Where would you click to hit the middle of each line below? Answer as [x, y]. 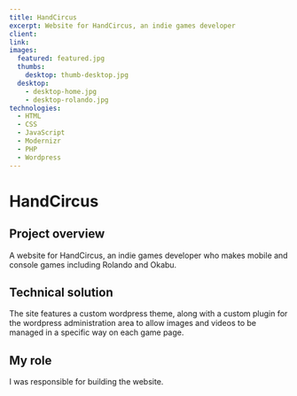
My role [31, 360]
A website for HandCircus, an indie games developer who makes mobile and [148, 255]
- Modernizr [39, 141]
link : [19, 42]
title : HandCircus [43, 17]
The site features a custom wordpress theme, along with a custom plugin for [148, 314]
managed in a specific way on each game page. [97, 332]
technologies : [35, 108]
